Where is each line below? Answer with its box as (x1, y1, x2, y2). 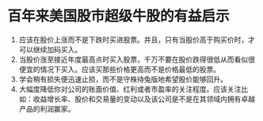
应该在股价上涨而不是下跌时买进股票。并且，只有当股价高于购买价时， (18, 35, 249, 44)
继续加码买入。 (32, 44, 82, 54)
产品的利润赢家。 (18, 104, 75, 113)
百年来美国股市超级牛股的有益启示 (7, 7, 231, 25)
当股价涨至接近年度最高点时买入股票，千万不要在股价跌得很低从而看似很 (18, 55, 255, 64)
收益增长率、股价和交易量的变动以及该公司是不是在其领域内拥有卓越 (32, 94, 255, 104)
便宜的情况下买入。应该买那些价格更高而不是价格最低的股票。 (18, 64, 221, 74)
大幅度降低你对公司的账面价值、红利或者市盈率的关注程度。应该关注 (18, 84, 242, 93)
